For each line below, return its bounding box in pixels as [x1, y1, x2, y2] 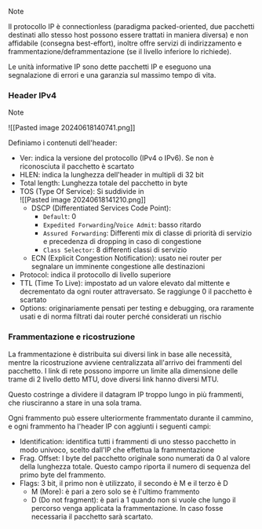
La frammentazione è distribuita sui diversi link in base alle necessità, [8, 349, 232, 359]
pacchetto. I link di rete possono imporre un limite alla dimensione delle [8, 366, 238, 375]
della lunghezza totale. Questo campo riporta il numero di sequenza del [19, 462, 251, 471]
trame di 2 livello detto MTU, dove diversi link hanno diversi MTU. [8, 374, 219, 384]
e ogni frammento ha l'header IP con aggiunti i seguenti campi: [8, 421, 212, 431]
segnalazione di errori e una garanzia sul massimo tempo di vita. [8, 71, 217, 79]
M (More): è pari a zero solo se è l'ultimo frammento [31, 487, 200, 496]
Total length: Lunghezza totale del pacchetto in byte [19, 178, 188, 188]
